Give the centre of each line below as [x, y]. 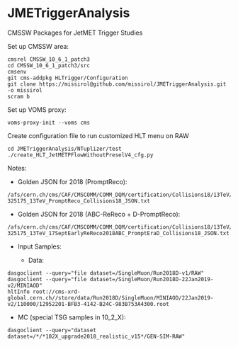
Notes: [17, 168]
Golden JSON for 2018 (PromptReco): [72, 181]
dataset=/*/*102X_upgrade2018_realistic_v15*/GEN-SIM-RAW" [96, 336]
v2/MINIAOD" [25, 285]
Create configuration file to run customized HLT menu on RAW [98, 135]
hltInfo [19, 292]
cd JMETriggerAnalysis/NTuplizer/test [64, 149]
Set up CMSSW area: [38, 46]
